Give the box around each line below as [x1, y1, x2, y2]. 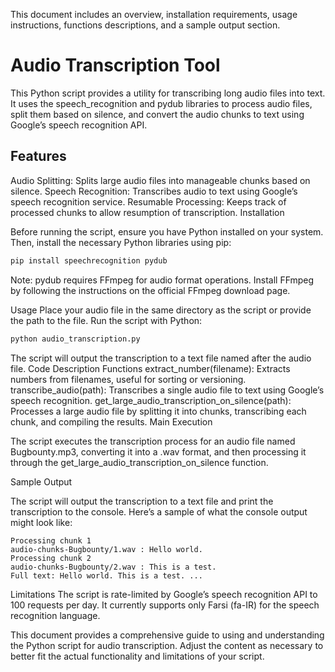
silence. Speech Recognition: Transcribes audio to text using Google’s [10, 185, 298, 197]
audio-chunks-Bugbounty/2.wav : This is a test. [10, 562, 217, 572]
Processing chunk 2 [10, 553, 92, 563]
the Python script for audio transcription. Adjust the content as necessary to [10, 639, 324, 651]
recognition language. [10, 609, 101, 621]
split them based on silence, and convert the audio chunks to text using [10, 108, 305, 120]
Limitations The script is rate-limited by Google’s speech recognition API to [10, 588, 318, 600]
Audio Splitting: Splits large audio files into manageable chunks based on [10, 174, 311, 186]
